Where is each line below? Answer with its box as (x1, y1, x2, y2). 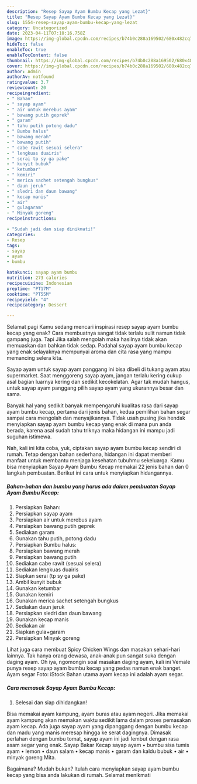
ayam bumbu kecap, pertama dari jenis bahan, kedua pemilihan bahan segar (6, 408, 191, 415)
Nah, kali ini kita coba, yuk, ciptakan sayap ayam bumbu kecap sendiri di (6, 445, 182, 452)
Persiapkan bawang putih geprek (15, 523, 95, 530)
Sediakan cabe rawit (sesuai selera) (15, 560, 102, 567)
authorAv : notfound (6, 74, 54, 80)
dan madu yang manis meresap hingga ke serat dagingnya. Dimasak (6, 729, 171, 736)
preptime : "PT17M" (6, 285, 51, 292)
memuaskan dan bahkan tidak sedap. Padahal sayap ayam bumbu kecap (6, 342, 182, 349)
